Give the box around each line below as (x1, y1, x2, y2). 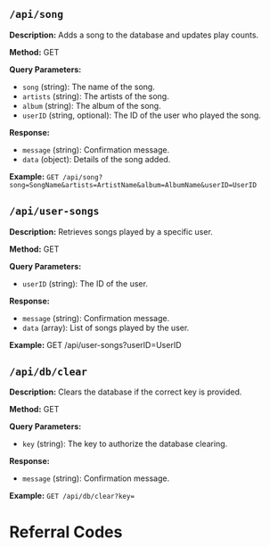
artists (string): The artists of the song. (21, 90, 169, 102)
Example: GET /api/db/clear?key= (9, 491, 135, 501)
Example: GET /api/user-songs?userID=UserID (9, 339, 182, 350)
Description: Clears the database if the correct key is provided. (9, 386, 242, 397)
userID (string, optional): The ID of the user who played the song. (21, 110, 261, 120)
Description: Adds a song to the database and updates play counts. (9, 29, 259, 40)
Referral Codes (9, 522, 123, 542)
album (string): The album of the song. (21, 100, 162, 111)
